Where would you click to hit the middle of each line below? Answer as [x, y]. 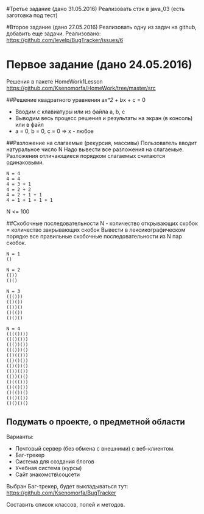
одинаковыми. [25, 162]
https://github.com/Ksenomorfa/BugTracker [62, 493]
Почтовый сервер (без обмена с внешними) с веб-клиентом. [95, 448]
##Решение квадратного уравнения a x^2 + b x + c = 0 [76, 99]
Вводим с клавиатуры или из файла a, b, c [70, 112]
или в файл [30, 124]
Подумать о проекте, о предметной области [96, 422]
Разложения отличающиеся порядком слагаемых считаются [86, 155]
